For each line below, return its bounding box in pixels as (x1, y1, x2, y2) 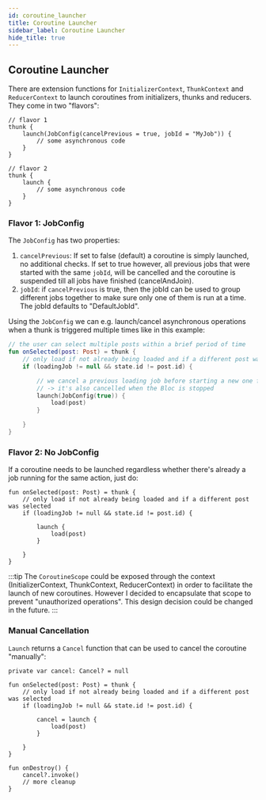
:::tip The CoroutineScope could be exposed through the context (8, 572, 215, 581)
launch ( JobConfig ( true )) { (36, 391, 126, 400)
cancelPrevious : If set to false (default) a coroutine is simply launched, (19, 251, 249, 261)
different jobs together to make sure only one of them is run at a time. (19, 293, 247, 303)
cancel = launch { (36, 715, 97, 723)
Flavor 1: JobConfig (8, 217, 85, 228)
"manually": (8, 651, 47, 661)
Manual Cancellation (8, 625, 89, 636)
